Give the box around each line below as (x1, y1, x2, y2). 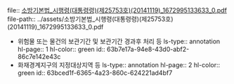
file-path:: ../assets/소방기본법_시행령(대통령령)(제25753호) (7, 15, 174, 23)
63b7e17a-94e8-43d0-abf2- (106, 45, 190, 53)
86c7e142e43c (17, 52, 61, 61)
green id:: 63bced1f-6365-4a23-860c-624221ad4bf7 (17, 69, 173, 77)
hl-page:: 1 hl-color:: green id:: (17, 45, 105, 53)
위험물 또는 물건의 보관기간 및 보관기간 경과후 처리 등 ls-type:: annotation (17, 37, 221, 45)
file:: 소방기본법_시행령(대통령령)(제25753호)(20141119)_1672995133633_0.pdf (7, 6, 227, 14)
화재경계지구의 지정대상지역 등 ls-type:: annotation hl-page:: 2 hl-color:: (17, 61, 221, 69)
